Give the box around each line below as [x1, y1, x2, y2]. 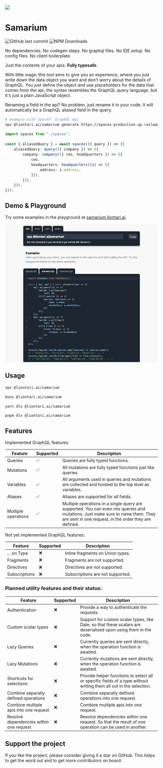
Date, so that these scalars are [80, 622, 141, 627]
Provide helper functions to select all [80, 673, 153, 679]
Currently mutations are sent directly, [80, 656, 154, 661]
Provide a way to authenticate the [80, 605, 147, 610]
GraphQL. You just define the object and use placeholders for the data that [5, 82, 154, 88]
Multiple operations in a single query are [62, 500, 143, 506]
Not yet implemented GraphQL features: [5, 532, 85, 538]
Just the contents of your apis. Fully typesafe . [5, 62, 98, 68]
